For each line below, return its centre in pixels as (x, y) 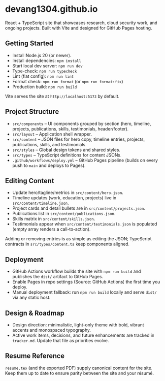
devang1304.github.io (51, 9)
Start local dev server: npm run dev (47, 65)
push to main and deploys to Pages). (49, 165)
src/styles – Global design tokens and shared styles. (66, 150)
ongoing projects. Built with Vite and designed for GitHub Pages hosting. (79, 28)
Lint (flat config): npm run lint (43, 76)
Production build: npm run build (45, 87)
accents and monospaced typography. (51, 330)
